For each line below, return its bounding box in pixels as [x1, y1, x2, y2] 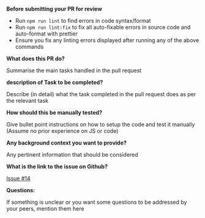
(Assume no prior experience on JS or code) [6, 127, 119, 134]
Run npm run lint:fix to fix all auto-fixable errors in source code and [15, 24, 191, 31]
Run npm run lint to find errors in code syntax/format [15, 17, 151, 24]
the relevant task [6, 97, 49, 104]
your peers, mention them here [6, 205, 84, 212]
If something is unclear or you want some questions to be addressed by [6, 198, 187, 206]
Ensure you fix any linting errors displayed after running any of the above [15, 37, 199, 43]
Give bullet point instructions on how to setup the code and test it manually [6, 121, 195, 128]
